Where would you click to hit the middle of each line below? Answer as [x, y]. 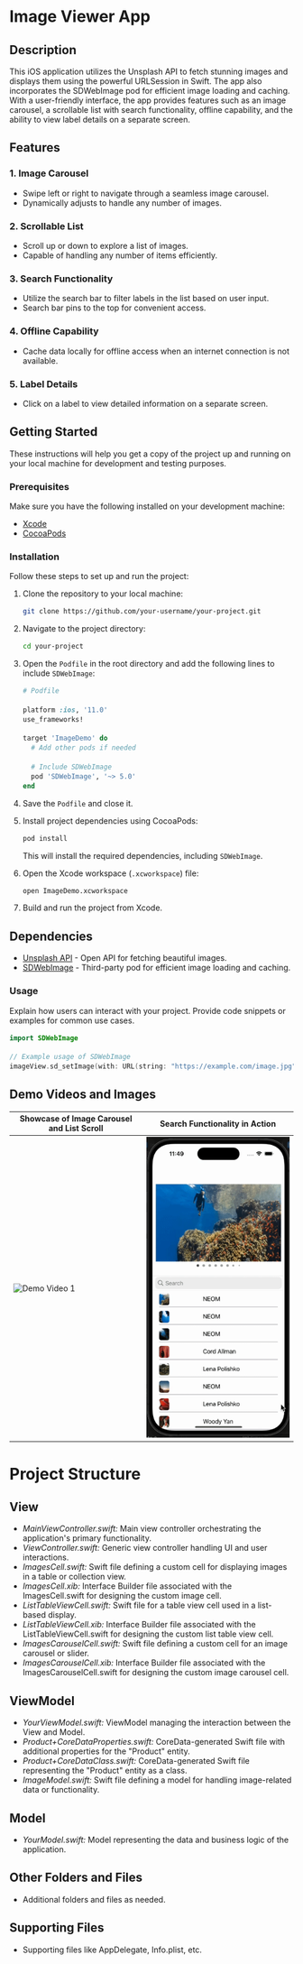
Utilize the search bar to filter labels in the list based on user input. [146, 299]
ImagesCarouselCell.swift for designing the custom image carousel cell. [156, 1673]
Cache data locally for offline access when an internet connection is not [156, 351]
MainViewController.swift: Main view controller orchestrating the [142, 1529]
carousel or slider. [56, 1654]
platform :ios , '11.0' [65, 710]
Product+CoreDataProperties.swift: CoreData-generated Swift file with [154, 1742]
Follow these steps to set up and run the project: [99, 576]
